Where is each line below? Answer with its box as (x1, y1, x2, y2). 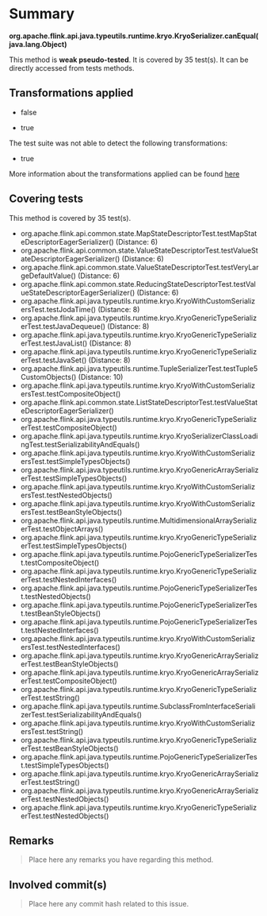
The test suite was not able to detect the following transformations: (9, 138, 228, 148)
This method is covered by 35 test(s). (9, 213, 132, 222)
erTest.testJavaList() (20, 338, 88, 348)
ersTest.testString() (20, 726, 84, 736)
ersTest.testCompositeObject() (20, 388, 121, 398)
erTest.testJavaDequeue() (20, 321, 106, 330)
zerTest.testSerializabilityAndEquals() (20, 709, 142, 719)
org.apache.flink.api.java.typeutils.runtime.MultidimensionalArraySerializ (20, 516, 257, 525)
